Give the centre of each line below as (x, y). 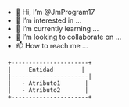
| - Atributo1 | (48, 84)
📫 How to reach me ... (52, 46)
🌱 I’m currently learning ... (57, 29)
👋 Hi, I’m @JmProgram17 (55, 12)
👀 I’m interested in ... (48, 20)
